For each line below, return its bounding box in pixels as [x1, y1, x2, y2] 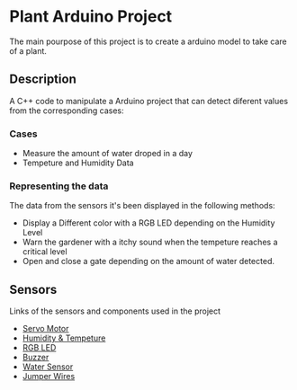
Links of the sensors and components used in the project [9, 306, 221, 316]
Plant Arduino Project [9, 6, 173, 27]
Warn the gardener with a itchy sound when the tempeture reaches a [22, 236, 278, 248]
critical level [22, 246, 67, 257]
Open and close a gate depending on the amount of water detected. [22, 256, 274, 267]
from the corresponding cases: [9, 105, 124, 116]
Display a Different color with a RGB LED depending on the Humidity [22, 217, 275, 228]
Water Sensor [22, 361, 74, 372]
